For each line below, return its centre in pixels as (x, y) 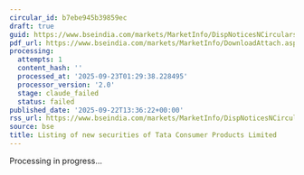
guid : (19, 34)
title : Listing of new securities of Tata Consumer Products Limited (143, 135)
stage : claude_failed (58, 93)
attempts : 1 (40, 60)
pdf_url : (26, 43)
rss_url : (26, 118)
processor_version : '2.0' (66, 85)
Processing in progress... (56, 161)
